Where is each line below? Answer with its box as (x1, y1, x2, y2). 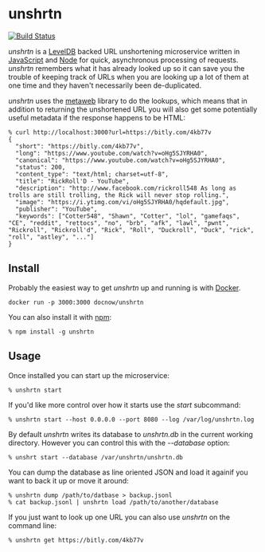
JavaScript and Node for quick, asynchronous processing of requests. (8, 55, 239, 65)
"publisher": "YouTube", (15, 205, 98, 213)
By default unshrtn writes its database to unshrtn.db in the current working (8, 429, 253, 439)
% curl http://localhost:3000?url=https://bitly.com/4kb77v (8, 128, 212, 136)
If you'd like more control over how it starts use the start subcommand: (8, 400, 241, 409)
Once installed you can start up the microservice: (8, 370, 170, 380)
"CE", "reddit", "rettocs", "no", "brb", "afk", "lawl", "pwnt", (8, 219, 229, 227)
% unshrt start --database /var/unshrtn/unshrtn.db (8, 453, 183, 461)
